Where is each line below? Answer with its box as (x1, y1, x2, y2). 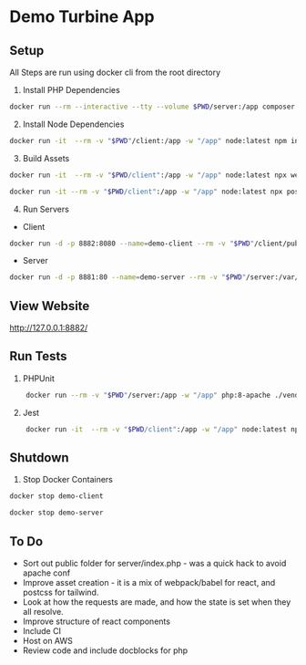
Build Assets (22, 152, 70, 163)
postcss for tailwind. (22, 587, 99, 597)
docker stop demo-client (9, 492, 104, 501)
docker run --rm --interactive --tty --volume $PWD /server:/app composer (9, 102, 296, 111)
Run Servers (22, 203, 70, 214)
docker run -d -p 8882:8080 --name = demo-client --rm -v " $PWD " (9, 239, 255, 248)
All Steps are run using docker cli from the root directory (9, 67, 221, 78)
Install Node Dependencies (22, 119, 125, 130)
